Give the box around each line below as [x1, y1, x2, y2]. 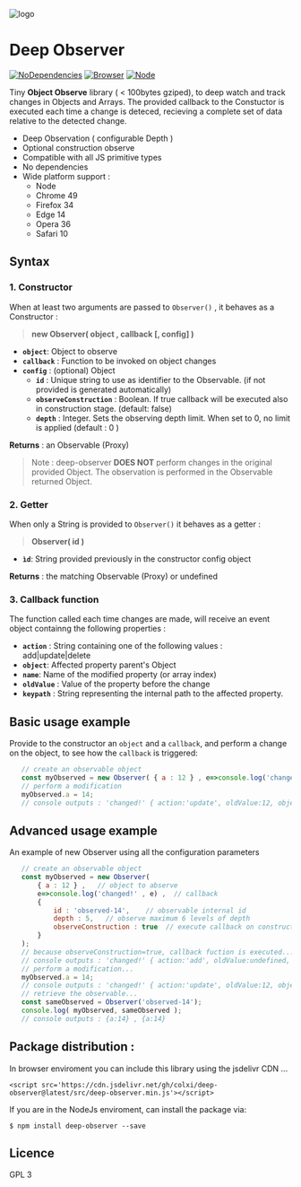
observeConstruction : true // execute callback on [53, 922, 254, 932]
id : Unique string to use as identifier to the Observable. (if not [35, 374, 266, 385]
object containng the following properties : [9, 624, 167, 634]
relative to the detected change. [9, 115, 127, 126]
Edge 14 [35, 209, 66, 220]
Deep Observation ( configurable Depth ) [21, 133, 174, 144]
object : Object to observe [21, 345, 118, 356]
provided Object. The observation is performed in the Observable [30, 467, 273, 477]
